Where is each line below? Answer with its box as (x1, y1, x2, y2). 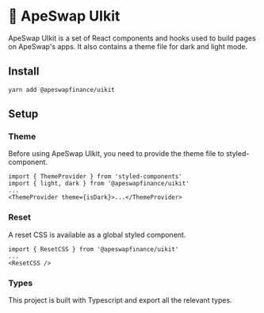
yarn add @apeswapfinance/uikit (8, 86, 115, 94)
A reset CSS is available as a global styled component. (8, 230, 186, 239)
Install (8, 65, 40, 78)
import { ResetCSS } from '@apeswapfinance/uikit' (8, 245, 179, 253)
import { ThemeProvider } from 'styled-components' (8, 173, 182, 181)
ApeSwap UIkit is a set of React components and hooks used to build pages (8, 33, 256, 43)
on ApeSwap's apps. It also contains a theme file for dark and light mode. (8, 41, 248, 51)
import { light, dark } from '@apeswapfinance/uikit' (8, 180, 190, 188)
